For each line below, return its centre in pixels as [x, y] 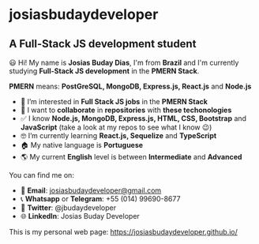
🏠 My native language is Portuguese [82, 145]
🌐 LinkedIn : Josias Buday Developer [80, 216]
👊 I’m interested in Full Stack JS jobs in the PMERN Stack [114, 101]
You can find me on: [41, 175]
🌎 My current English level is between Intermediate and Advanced [131, 157]
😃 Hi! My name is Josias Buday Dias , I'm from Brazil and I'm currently [124, 62]
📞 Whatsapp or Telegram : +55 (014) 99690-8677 [100, 199]
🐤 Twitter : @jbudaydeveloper [68, 208]
